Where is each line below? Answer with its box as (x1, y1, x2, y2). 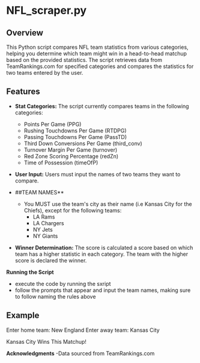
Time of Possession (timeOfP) (23, 159, 98, 166)
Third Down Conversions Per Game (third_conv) (23, 140, 142, 147)
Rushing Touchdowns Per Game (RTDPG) (23, 127, 127, 134)
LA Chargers (32, 219, 64, 226)
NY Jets (32, 226, 53, 233)
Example (6, 311, 40, 321)
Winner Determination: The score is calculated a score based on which (14, 244, 193, 251)
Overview (6, 28, 44, 38)
